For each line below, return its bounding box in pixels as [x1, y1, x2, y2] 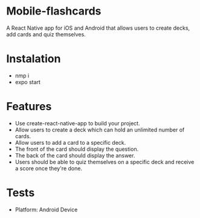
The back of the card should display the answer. [15, 151, 135, 159]
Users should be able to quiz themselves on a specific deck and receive [15, 158, 195, 165]
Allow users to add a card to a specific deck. [15, 139, 126, 146]
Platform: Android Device [15, 206, 78, 213]
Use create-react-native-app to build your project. [15, 119, 140, 127]
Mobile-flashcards [6, 4, 102, 18]
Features [6, 100, 52, 113]
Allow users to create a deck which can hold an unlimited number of [15, 126, 185, 133]
